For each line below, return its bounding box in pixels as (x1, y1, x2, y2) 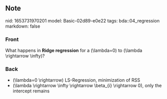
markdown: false (5, 23, 41, 29)
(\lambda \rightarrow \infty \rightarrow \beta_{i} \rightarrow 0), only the (12, 83, 162, 89)
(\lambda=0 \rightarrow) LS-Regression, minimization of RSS (12, 77, 141, 83)
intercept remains (12, 88, 50, 94)
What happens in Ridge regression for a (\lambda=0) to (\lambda (5, 47, 143, 54)
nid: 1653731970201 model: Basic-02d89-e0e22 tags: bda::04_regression (5, 17, 160, 23)
